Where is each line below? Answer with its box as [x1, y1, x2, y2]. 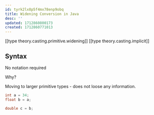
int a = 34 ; [5, 92, 29, 98]
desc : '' [5, 16, 23, 21]
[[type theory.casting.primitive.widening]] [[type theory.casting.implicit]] [5, 38, 150, 44]
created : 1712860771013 [5, 25, 53, 30]
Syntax [5, 52, 27, 60]
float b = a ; [5, 97, 31, 102]
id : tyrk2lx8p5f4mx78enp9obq [5, 7, 64, 12]
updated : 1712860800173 [5, 20, 53, 26]
